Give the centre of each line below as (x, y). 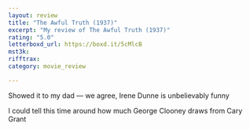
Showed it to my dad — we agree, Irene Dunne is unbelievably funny (119, 96)
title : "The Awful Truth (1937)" (63, 23)
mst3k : (19, 52)
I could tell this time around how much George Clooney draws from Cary (125, 110)
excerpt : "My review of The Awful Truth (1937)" (89, 30)
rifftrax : (24, 60)
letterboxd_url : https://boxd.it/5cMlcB (75, 45)
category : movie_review (47, 67)
